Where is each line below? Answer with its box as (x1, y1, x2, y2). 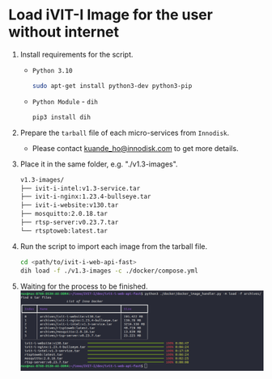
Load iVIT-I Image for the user (8, 6, 213, 24)
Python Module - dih (32, 96, 99, 106)
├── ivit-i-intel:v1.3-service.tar (19, 184, 141, 192)
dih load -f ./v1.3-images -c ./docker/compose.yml (19, 267, 198, 275)
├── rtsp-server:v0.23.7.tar (19, 218, 119, 227)
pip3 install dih (32, 113, 91, 121)
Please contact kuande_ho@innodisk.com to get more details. (32, 143, 239, 153)
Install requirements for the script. (19, 49, 134, 59)
